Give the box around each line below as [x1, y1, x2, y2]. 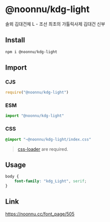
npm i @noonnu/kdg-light [5, 49, 58, 54]
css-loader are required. [17, 146, 68, 152]
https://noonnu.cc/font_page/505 [5, 211, 75, 217]
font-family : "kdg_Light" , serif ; [14, 179, 87, 184]
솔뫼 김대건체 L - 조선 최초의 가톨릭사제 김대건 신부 [5, 21, 105, 27]
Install [5, 36, 25, 45]
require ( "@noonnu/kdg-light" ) [5, 90, 69, 95]
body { [5, 174, 19, 179]
